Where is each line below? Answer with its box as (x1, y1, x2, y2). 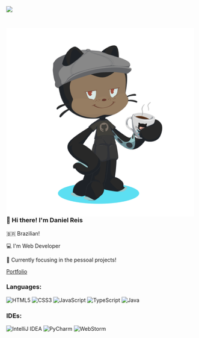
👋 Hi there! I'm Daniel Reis (6, 216, 83, 225)
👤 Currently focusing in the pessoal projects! (6, 256, 117, 263)
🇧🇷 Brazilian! (6, 230, 40, 237)
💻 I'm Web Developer (6, 242, 61, 249)
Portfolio (6, 268, 28, 275)
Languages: (6, 283, 42, 291)
